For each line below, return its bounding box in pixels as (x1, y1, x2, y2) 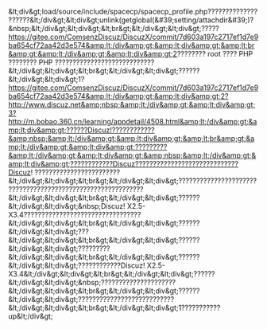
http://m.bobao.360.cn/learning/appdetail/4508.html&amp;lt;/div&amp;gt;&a (8, 117, 257, 126)
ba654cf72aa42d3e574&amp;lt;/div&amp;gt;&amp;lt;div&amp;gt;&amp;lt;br (8, 41, 255, 50)
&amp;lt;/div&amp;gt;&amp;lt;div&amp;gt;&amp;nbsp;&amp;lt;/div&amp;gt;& (8, 151, 257, 160)
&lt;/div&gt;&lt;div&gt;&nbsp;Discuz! (8, 202, 126, 210)
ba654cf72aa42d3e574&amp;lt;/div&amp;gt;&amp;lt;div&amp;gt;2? (8, 92, 229, 100)
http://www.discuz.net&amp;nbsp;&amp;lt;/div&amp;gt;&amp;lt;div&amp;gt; (8, 100, 256, 109)
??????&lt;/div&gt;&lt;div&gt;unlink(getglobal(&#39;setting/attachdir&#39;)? (8, 15, 254, 25)
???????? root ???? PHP (176, 49, 253, 58)
